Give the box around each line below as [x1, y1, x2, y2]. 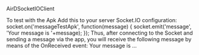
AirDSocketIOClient [6, 5, 55, 12]
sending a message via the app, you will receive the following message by [6, 36, 192, 42]
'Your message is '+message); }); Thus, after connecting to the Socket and [6, 29, 193, 36]
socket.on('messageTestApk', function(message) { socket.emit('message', [6, 23, 192, 30]
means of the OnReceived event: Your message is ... [6, 42, 137, 49]
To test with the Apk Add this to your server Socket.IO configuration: [6, 17, 177, 23]
